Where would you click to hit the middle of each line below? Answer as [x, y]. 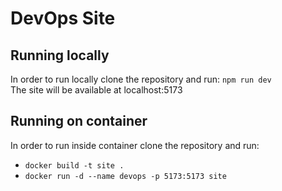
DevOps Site [63, 18]
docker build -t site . [74, 165]
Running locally [60, 55]
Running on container [79, 121]
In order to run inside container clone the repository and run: [135, 145]
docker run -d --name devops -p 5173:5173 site [125, 176]
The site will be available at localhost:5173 [96, 90]
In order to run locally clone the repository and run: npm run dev [141, 79]
